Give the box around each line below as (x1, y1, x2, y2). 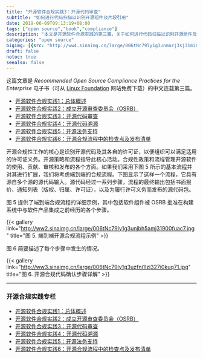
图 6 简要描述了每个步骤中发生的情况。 (6, 244, 103, 252)
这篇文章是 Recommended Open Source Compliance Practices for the (6, 77, 180, 84)
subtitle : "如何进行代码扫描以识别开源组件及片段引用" (6, 15, 129, 21)
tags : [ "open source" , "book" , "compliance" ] (6, 25, 118, 32)
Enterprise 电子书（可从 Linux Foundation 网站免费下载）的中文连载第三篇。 (6, 84, 196, 91)
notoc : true (6, 54, 36, 60)
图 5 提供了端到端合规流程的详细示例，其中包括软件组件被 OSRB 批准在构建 (6, 198, 194, 206)
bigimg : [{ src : (6, 43, 45, 49)
